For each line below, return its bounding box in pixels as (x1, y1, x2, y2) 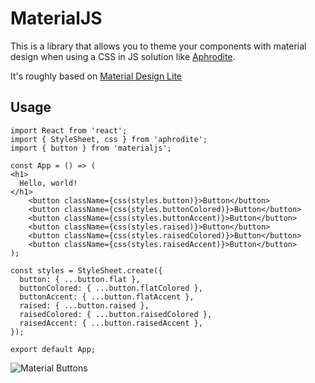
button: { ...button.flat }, (19, 274, 141, 284)
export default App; (10, 344, 97, 354)
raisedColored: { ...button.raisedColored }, (19, 309, 213, 319)
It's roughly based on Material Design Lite (10, 70, 183, 82)
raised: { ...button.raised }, (19, 300, 150, 311)
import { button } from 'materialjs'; (10, 143, 172, 153)
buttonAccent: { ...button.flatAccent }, (19, 292, 195, 302)
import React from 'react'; (10, 125, 128, 136)
